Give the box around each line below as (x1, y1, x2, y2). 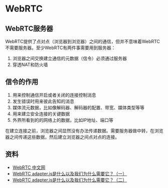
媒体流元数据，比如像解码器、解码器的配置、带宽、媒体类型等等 (12, 104, 144, 110)
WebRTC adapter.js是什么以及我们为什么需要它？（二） (12, 176, 127, 183)
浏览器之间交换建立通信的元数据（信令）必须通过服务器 (12, 56, 127, 61)
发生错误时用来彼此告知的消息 (12, 98, 74, 104)
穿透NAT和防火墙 (12, 62, 48, 68)
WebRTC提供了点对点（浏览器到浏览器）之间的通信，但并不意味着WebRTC (5, 39, 160, 44)
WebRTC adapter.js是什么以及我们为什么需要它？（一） (12, 170, 127, 176)
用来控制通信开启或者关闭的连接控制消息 (12, 92, 96, 98)
